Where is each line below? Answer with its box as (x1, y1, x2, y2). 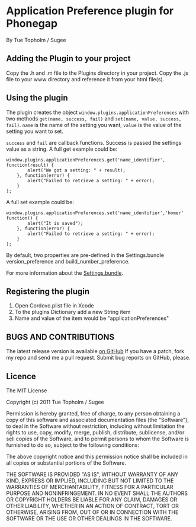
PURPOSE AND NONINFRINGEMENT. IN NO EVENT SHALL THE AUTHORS (6, 490, 188, 497)
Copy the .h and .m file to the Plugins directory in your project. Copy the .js (6, 69, 188, 77)
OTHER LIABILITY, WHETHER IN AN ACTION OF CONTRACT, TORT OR (6, 503, 179, 509)
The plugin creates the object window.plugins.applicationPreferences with (6, 109, 189, 116)
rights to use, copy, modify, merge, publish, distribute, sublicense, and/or (6, 429, 185, 436)
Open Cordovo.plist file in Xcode (14, 302, 95, 309)
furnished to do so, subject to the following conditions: (6, 442, 139, 449)
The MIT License (6, 387, 47, 394)
